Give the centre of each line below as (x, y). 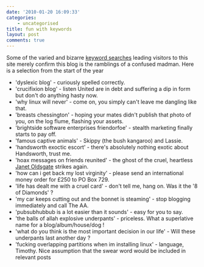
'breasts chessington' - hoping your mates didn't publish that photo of (103, 115)
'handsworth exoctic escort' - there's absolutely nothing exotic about (102, 147)
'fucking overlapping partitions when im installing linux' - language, (100, 244)
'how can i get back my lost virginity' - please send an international (99, 173)
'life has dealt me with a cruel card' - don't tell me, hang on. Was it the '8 (106, 186)
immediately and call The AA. (52, 205)
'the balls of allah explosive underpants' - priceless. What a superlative (104, 218)
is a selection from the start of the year (55, 70)
